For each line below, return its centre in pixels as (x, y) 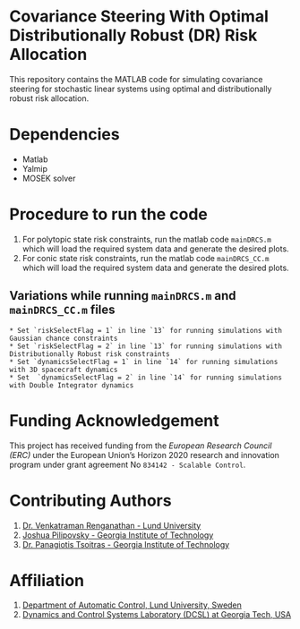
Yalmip (34, 168)
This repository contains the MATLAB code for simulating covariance (136, 79)
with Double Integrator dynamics (72, 385)
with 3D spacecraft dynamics (64, 370)
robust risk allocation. (49, 98)
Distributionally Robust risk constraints (90, 354)
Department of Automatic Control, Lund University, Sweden (132, 605)
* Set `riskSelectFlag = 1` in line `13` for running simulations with (146, 330)
